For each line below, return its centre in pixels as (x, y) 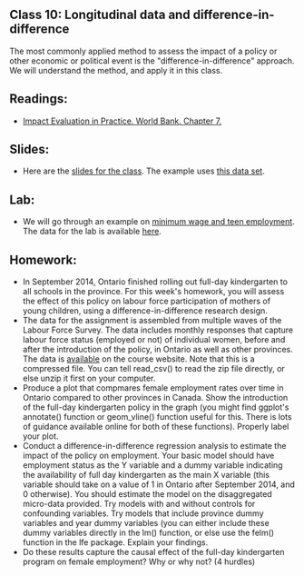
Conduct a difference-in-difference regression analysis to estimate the (154, 446)
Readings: (39, 99)
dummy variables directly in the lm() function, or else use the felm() (148, 533)
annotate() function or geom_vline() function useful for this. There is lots (157, 417)
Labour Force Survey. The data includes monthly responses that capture (158, 330)
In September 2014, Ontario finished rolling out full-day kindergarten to (155, 282)
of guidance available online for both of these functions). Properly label (156, 427)
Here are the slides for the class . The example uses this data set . (143, 171)
